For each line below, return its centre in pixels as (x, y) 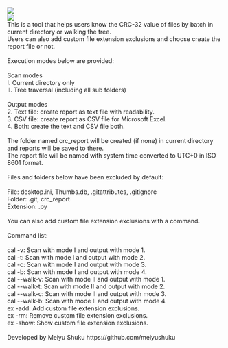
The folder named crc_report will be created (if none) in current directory (110, 141)
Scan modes (25, 75)
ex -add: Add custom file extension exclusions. (73, 308)
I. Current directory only (41, 83)
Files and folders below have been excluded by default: (85, 177)
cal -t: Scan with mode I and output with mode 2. (76, 257)
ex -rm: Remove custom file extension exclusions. (78, 315)
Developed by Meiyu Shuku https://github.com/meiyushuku (91, 337)
